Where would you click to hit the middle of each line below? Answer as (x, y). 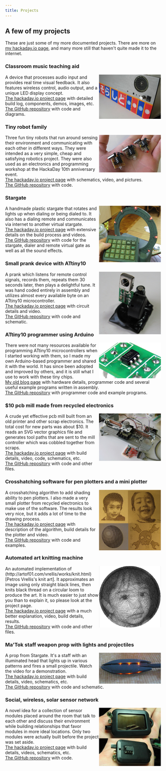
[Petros (13, 579)
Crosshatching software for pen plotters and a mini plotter (76, 482)
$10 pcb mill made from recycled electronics (59, 405)
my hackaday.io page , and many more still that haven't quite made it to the (81, 48)
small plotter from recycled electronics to (47, 503)
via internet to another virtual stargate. (44, 224)
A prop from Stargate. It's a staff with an (46, 656)
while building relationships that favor (43, 726)
